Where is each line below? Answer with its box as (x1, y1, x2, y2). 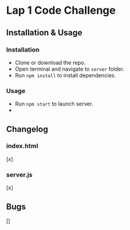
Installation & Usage (6, 28, 83, 38)
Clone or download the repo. (14, 59, 86, 66)
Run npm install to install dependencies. (14, 71, 116, 78)
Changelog (6, 124, 49, 134)
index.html (6, 142, 38, 150)
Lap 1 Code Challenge (6, 4, 116, 17)
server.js (6, 170, 33, 178)
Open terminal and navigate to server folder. (14, 65, 125, 72)
